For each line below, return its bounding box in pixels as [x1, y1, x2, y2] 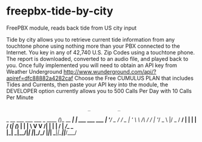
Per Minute [6, 94, 34, 101]
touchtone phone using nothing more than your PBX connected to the [6, 42, 180, 50]
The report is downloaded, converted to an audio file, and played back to [6, 55, 189, 62]
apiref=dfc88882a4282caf [6, 74, 73, 82]
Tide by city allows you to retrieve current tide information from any [6, 36, 175, 43]
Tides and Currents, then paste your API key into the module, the [6, 80, 169, 88]
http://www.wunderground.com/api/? [63, 68, 157, 75]
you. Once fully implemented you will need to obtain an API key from [6, 62, 178, 69]
